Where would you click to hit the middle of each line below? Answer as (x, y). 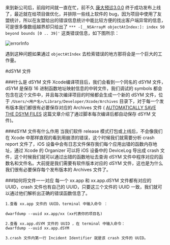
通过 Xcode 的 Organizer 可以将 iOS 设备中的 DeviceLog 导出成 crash (87, 150)
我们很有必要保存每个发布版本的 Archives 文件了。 (58, 170)
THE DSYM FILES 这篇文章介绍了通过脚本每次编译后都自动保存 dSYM (78, 114)
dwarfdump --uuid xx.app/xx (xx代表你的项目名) (54, 214)
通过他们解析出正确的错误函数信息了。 (50, 193)
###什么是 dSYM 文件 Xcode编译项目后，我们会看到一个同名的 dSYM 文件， (86, 82)
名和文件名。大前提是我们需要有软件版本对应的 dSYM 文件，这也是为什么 (86, 163)
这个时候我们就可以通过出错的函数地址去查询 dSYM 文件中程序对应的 (86, 157)
